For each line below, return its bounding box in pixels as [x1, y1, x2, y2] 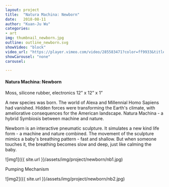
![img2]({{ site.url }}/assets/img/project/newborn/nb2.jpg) [5, 176, 125, 182]
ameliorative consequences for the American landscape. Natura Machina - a [5, 110, 163, 116]
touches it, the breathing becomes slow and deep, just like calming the [5, 141, 152, 147]
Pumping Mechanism [5, 166, 49, 172]
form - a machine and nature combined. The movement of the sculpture [5, 131, 154, 137]
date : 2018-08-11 [5, 17, 46, 22]
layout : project [5, 7, 39, 13]
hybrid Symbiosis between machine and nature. [5, 116, 104, 122]
